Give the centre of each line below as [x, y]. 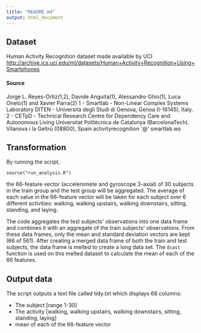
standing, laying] [36, 318]
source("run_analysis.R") [39, 173]
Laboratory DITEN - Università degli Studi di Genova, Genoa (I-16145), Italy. [100, 109]
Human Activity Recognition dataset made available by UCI [79, 56]
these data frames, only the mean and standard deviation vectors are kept [98, 234]
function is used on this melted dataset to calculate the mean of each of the [100, 253]
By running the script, [33, 162]
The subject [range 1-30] [46, 305]
